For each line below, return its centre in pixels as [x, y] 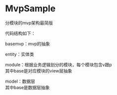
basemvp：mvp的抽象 [28, 44]
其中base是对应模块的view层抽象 [39, 71]
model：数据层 [20, 81]
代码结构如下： [20, 33]
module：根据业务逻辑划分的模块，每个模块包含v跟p [58, 64]
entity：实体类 [20, 54]
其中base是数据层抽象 [28, 87]
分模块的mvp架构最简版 [29, 23]
